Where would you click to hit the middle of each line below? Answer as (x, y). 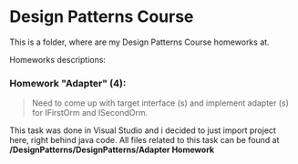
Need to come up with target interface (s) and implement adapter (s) (160, 103)
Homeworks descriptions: (58, 59)
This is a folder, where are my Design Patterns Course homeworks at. (140, 42)
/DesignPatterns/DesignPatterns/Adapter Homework (112, 150)
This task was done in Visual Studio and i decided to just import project (143, 130)
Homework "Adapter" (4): (68, 83)
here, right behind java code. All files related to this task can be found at (144, 140)
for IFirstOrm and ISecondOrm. (90, 113)
